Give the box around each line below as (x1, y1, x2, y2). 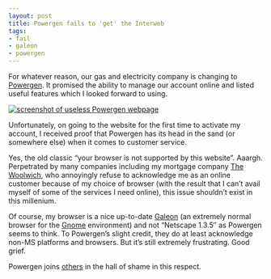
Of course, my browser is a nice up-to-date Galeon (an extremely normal (8, 212, 252, 221)
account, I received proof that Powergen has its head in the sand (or (8, 129, 235, 138)
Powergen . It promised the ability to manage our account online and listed (8, 80, 255, 90)
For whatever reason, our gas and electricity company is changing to (8, 72, 238, 81)
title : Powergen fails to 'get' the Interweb (8, 19, 164, 27)
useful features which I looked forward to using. (8, 89, 168, 98)
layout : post (8, 11, 53, 20)
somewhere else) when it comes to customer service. (8, 137, 188, 146)
